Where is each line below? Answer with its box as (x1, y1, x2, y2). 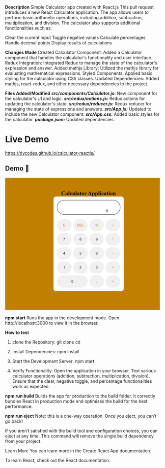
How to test (5, 330, 29, 335)
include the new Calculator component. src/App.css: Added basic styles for (5, 111, 160, 117)
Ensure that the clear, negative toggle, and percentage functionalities (12, 378, 152, 384)
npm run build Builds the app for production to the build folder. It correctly (5, 393, 156, 399)
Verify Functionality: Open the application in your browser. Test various (12, 368, 156, 373)
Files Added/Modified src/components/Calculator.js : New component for (5, 91, 158, 96)
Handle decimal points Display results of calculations (5, 40, 112, 46)
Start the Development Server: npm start (12, 358, 95, 364)
